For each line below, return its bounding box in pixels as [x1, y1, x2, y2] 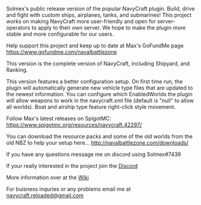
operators [6, 24, 31, 31]
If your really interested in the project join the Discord [6, 163, 138, 169]
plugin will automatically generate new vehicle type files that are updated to [6, 84, 193, 91]
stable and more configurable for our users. [6, 30, 114, 38]
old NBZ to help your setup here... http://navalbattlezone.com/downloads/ [6, 139, 189, 146]
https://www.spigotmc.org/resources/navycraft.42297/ [6, 121, 142, 128]
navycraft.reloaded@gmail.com [6, 192, 84, 199]
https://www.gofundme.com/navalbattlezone [6, 48, 117, 56]
